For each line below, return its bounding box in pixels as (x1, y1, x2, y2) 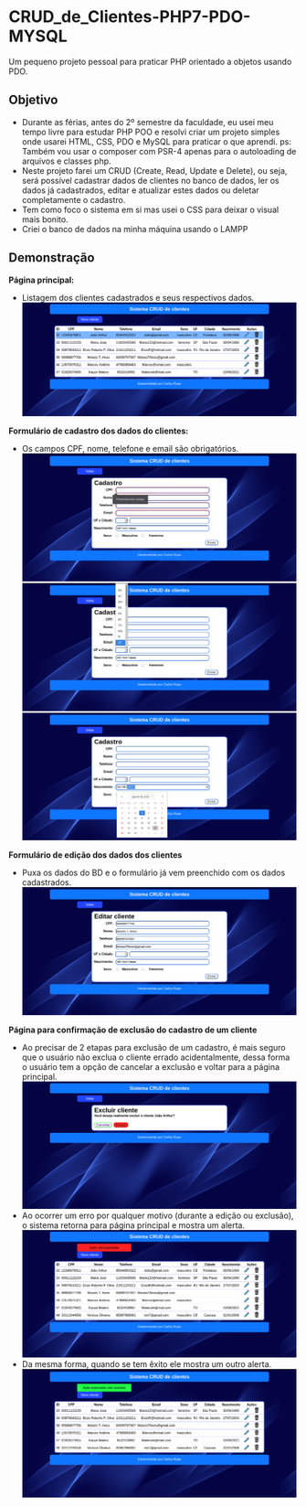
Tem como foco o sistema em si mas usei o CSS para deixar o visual (21, 204, 280, 215)
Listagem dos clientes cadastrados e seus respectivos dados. (21, 292, 255, 303)
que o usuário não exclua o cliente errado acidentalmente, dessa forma (21, 1052, 290, 1063)
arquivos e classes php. (21, 155, 111, 166)
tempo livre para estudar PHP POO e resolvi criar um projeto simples (21, 126, 280, 137)
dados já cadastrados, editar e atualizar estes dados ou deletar (21, 185, 259, 196)
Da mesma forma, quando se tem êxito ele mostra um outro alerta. (21, 1359, 272, 1370)
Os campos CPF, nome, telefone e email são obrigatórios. (21, 443, 239, 454)
